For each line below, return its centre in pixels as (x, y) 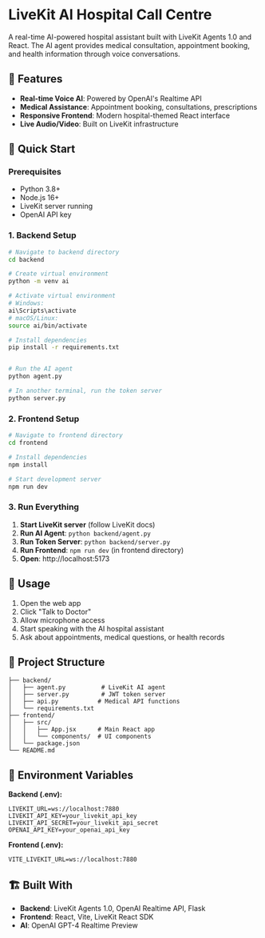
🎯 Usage (29, 584)
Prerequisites (35, 172)
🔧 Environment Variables (71, 775)
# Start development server (55, 479)
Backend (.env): (35, 795)
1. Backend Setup (43, 235)
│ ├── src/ (30, 723)
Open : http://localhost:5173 (65, 559)
